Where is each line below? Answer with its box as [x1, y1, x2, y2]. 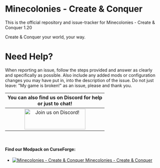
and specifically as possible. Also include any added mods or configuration [5, 72, 156, 78]
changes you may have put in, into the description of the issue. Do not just [5, 77, 154, 83]
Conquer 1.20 [5, 24, 33, 30]
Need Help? [5, 51, 53, 62]
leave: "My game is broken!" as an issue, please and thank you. [5, 83, 132, 88]
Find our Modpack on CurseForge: [5, 147, 76, 152]
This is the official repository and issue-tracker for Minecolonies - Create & [5, 19, 155, 25]
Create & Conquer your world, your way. [5, 34, 86, 40]
